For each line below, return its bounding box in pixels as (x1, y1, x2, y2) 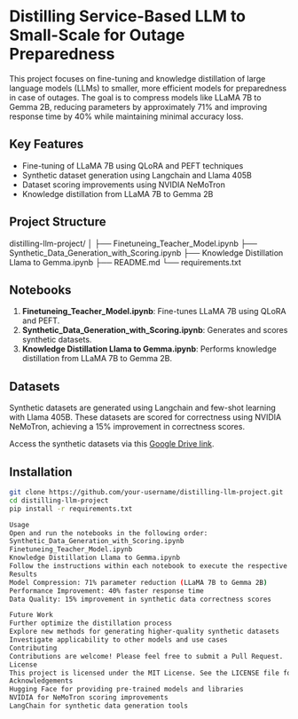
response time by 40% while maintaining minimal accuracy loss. (9, 111, 244, 122)
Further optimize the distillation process (9, 619, 173, 628)
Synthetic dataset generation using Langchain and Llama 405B (21, 170, 253, 180)
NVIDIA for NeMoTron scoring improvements (9, 693, 169, 702)
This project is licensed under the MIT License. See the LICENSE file (9, 668, 279, 677)
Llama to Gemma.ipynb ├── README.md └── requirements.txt (9, 257, 242, 267)
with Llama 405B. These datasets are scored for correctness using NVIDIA (9, 412, 282, 423)
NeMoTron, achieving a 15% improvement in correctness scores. (9, 422, 246, 432)
